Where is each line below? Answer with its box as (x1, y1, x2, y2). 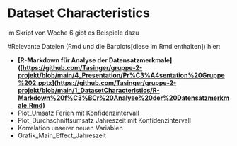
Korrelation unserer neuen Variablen (17, 123, 124, 132)
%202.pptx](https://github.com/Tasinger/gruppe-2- (17, 78, 177, 86)
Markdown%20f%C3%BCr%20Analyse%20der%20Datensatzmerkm (17, 94, 230, 102)
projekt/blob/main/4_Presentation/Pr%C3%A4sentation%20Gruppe (17, 71, 225, 79)
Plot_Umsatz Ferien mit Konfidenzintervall (17, 108, 139, 117)
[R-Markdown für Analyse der (17, 55, 108, 64)
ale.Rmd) (17, 101, 46, 109)
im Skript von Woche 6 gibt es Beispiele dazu (7, 28, 139, 37)
